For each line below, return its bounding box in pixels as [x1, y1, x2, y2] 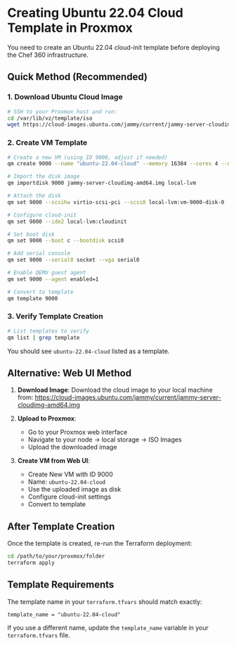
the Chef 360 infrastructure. [7, 51, 89, 59]
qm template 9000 [7, 295, 58, 302]
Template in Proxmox [7, 20, 133, 36]
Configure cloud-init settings [27, 492, 112, 501]
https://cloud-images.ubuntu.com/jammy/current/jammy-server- [34, 393, 221, 402]
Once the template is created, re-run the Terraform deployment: [7, 539, 192, 548]
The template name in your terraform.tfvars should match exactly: [7, 597, 202, 606]
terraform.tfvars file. [7, 631, 70, 639]
